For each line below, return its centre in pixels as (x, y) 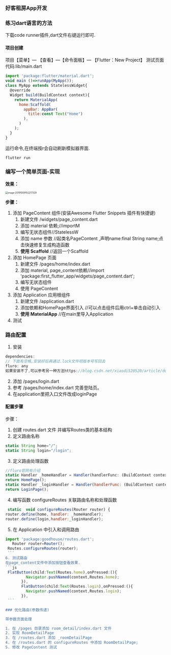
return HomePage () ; (26, 480)
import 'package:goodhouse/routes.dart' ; (50, 539)
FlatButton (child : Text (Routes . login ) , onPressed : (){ (77, 587)
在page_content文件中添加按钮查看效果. (43, 563)
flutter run (18, 158)
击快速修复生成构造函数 (45, 245)
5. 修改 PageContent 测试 (31, 647)
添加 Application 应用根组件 (41, 295)
